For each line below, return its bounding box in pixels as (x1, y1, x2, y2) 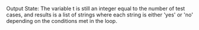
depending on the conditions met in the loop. (6, 18, 117, 24)
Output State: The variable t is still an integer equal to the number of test (6, 5, 185, 12)
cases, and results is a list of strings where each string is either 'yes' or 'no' (6, 11, 194, 18)
